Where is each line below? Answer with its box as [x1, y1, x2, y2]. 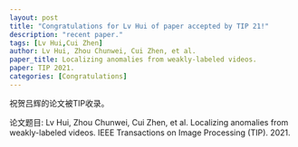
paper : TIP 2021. [9, 64, 75, 73]
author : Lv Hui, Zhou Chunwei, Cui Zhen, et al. [9, 47, 197, 56]
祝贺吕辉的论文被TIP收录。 [9, 97, 110, 108]
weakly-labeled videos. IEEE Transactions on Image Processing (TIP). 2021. [9, 127, 292, 138]
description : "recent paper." [9, 30, 124, 39]
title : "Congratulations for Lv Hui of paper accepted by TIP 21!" [9, 22, 270, 31]
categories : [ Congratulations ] [9, 72, 128, 81]
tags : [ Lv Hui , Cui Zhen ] [9, 38, 103, 48]
